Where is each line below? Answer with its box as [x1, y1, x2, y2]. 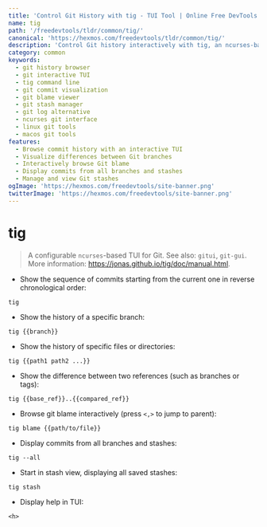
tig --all [8, 454, 41, 462]
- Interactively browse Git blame [15, 160, 130, 168]
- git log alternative [15, 108, 91, 116]
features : [8, 137, 41, 146]
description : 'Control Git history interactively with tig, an [8, 41, 222, 49]
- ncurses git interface [15, 116, 98, 124]
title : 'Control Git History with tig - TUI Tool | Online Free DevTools [8, 11, 258, 20]
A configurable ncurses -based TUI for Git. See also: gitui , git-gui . [27, 250, 248, 260]
